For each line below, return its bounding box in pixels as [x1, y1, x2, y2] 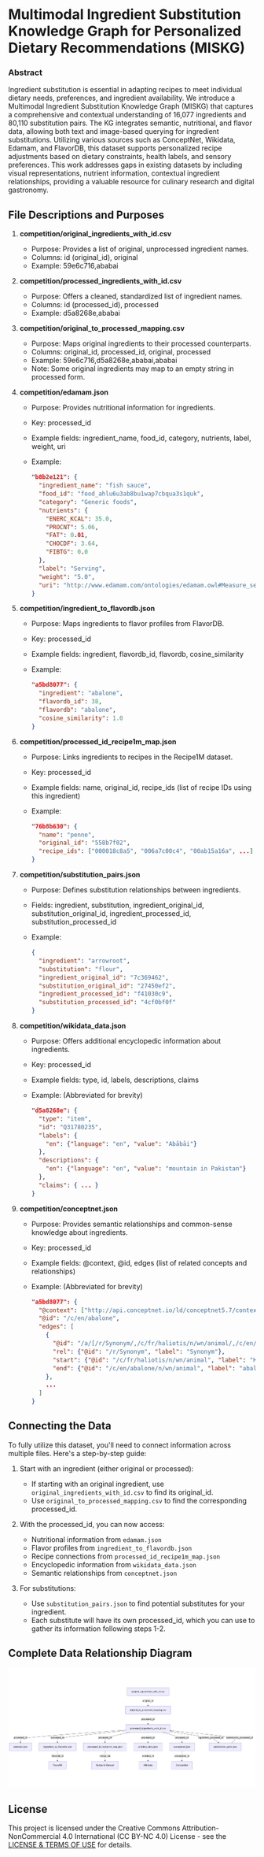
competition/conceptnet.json [19, 1203, 119, 1214]
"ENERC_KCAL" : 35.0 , [46, 514, 113, 523]
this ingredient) [31, 791, 81, 800]
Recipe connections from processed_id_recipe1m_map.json [31, 1551, 221, 1561]
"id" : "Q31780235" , [38, 1123, 102, 1131]
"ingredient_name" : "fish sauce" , [38, 482, 152, 490]
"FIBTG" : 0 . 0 [46, 548, 89, 556]
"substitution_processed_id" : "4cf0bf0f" [38, 999, 177, 1006]
